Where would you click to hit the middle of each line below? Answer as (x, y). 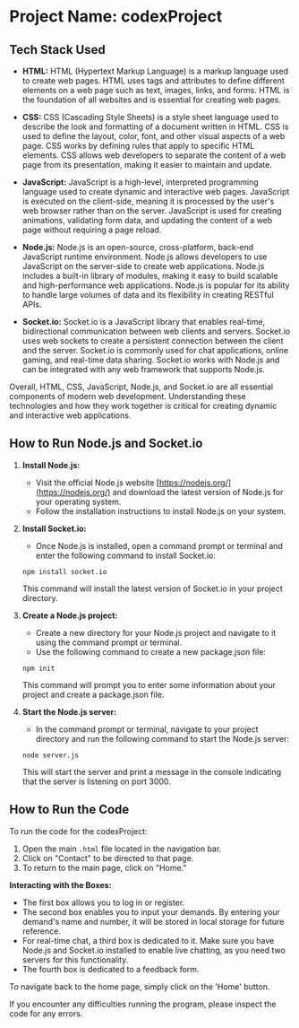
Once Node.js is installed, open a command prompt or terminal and (159, 545)
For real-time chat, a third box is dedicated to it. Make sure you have (148, 940)
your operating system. (78, 501)
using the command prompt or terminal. (109, 642)
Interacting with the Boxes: (60, 884)
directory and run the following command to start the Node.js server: (162, 738)
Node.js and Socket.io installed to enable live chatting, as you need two (154, 950)
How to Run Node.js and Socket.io (106, 444)
